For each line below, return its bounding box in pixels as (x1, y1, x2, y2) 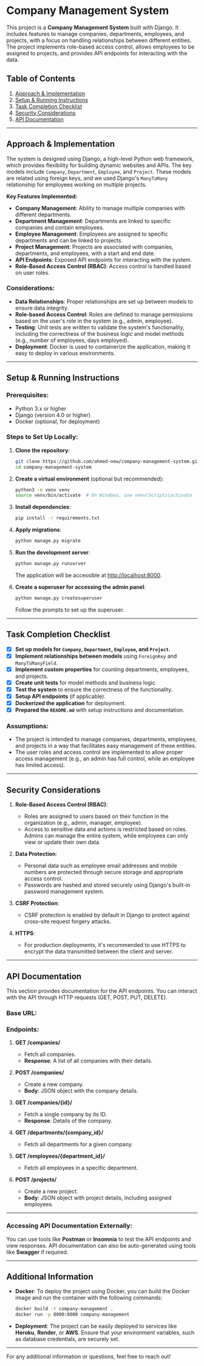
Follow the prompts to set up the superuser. (15, 606, 124, 613)
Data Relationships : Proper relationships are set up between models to (15, 298, 193, 305)
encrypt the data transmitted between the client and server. (24, 948, 173, 955)
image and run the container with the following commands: (15, 1294, 163, 1302)
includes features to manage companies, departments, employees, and (6, 30, 185, 37)
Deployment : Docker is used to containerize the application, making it (15, 343, 191, 350)
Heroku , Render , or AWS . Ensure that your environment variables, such (15, 1329, 195, 1336)
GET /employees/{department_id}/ (15, 1152, 105, 1160)
